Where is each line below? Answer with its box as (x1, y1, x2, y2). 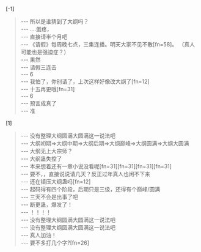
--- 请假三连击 (20, 64, 57, 71)
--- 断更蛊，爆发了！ (20, 201, 73, 208)
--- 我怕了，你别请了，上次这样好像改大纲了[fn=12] (20, 78, 150, 85)
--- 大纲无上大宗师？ (20, 147, 73, 155)
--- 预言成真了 (20, 100, 57, 106)
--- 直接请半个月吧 (20, 33, 68, 40)
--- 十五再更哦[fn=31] (20, 86, 75, 92)
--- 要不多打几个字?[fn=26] (20, 239, 90, 246)
